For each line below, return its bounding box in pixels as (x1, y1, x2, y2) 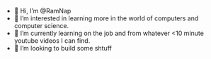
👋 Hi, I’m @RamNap (13, 7, 72, 15)
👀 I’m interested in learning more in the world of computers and (13, 14, 199, 22)
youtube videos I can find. (13, 37, 91, 45)
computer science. (13, 22, 69, 29)
